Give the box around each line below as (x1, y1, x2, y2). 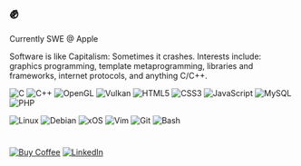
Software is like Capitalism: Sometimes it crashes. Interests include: (9, 51, 262, 62)
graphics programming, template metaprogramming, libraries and (9, 60, 254, 71)
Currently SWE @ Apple (9, 33, 99, 44)
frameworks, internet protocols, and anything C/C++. (9, 70, 209, 81)
